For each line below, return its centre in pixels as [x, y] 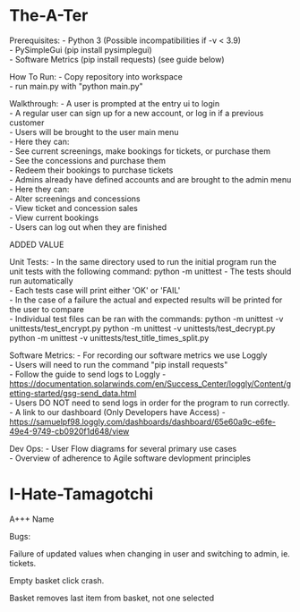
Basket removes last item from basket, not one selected [112, 598]
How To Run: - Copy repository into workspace [96, 76]
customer [27, 123]
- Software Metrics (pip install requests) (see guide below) [117, 59]
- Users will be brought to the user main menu [94, 132]
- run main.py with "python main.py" [76, 86]
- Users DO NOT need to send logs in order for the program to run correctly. [150, 403]
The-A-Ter [49, 16]
